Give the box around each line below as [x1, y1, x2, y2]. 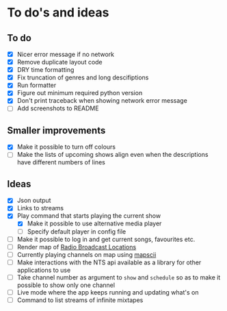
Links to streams [16, 204, 64, 212]
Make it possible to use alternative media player [27, 219, 162, 227]
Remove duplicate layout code [16, 58, 103, 66]
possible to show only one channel [16, 281, 115, 289]
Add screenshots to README [16, 104, 99, 112]
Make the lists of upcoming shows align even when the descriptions [16, 151, 209, 159]
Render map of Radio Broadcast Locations [16, 242, 137, 251]
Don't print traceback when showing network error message [16, 97, 188, 105]
